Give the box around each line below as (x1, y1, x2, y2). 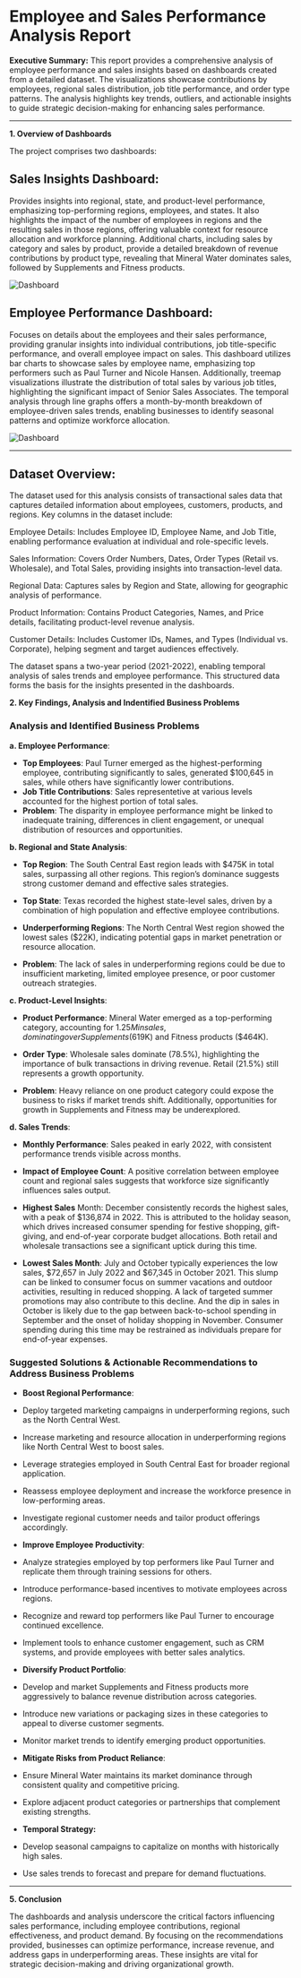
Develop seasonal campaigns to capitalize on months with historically (21, 1841, 279, 1852)
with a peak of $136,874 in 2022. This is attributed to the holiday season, (21, 1211, 291, 1222)
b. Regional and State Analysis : (9, 841, 128, 852)
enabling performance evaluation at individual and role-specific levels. (9, 536, 269, 547)
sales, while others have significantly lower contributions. (21, 777, 235, 787)
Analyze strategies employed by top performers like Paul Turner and (21, 1556, 275, 1567)
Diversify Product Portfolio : (21, 1664, 127, 1674)
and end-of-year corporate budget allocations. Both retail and (48, 1230, 278, 1242)
